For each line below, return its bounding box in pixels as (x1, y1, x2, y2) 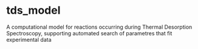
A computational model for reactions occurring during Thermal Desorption (6, 23, 193, 30)
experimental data (6, 36, 52, 43)
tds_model (6, 4, 61, 17)
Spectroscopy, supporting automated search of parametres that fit (6, 29, 172, 36)
